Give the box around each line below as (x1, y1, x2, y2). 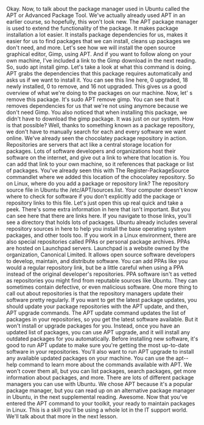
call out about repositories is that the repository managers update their (6, 290, 184, 297)
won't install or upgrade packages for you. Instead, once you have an (6, 322, 180, 329)
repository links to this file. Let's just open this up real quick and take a (6, 199, 183, 206)
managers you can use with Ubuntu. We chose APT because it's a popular (6, 381, 193, 387)
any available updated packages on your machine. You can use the (6, 354, 175, 362)
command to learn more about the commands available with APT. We (18, 361, 192, 368)
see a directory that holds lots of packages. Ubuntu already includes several (6, 219, 198, 226)
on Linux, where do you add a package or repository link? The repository (6, 180, 189, 187)
